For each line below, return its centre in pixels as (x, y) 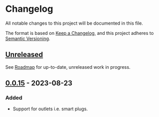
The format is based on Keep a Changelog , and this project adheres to (79, 33)
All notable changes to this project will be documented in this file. (74, 23)
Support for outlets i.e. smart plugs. (50, 109)
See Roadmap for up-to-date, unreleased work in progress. (68, 67)
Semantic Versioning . (28, 38)
